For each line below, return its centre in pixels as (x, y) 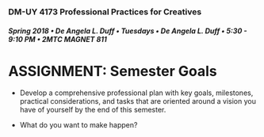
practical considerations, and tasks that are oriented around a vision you (138, 101)
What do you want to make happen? (78, 125)
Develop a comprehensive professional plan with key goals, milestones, (136, 93)
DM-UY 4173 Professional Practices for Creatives (105, 12)
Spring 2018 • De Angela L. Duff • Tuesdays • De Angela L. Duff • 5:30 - (128, 31)
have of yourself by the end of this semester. (93, 110)
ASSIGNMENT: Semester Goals (113, 71)
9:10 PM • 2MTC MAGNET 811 (57, 39)
